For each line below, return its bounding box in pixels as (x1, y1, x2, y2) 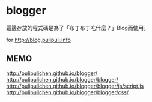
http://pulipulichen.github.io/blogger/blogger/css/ (6, 88, 129, 96)
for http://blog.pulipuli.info (6, 36, 71, 43)
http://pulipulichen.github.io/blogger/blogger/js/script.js (6, 82, 144, 89)
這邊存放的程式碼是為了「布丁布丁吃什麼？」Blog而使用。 (6, 24, 149, 31)
